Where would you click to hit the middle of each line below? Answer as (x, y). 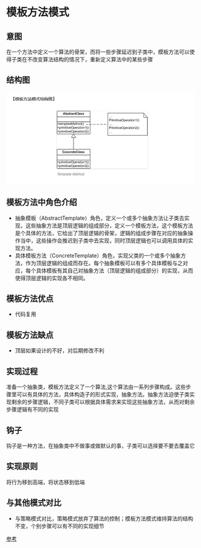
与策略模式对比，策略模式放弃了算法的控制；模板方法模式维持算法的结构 (104, 518)
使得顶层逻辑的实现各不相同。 (51, 278)
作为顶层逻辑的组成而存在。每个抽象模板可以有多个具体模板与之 (104, 263)
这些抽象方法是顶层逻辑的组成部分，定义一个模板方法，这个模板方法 (109, 225)
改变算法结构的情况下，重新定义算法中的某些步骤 (92, 59)
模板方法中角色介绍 (42, 203)
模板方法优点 (30, 299)
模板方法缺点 (30, 335)
